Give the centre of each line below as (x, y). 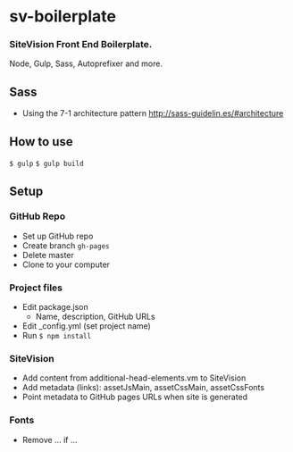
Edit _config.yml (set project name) (87, 326)
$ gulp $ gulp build (46, 164)
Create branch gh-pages (66, 245)
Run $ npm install (57, 336)
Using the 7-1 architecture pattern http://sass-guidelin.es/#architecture (153, 113)
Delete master (48, 255)
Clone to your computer (66, 264)
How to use (41, 142)
